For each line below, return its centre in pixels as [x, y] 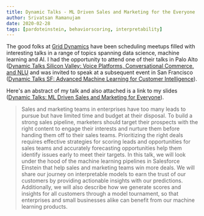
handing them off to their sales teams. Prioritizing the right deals [102, 135]
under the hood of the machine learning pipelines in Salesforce [100, 161]
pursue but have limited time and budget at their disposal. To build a [107, 116]
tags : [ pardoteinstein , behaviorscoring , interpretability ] [85, 29]
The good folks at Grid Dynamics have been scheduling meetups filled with [101, 47]
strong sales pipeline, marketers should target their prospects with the [110, 122]
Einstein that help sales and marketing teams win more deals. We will [108, 168]
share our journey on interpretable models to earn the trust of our [104, 174]
